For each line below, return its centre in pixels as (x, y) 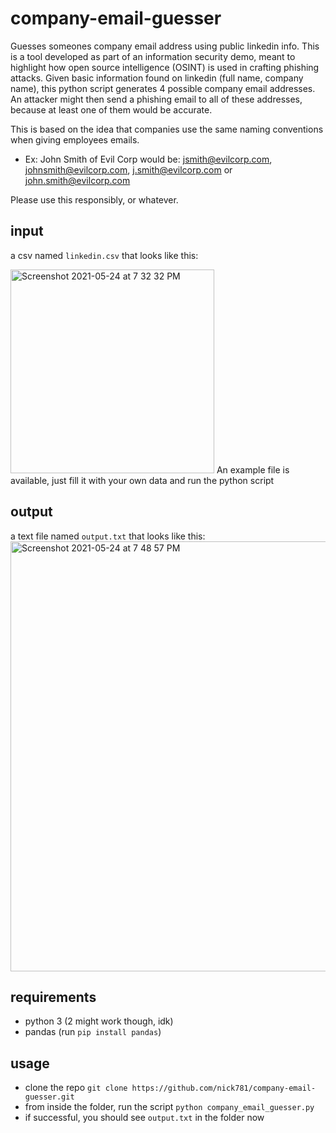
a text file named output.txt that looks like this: (108, 536)
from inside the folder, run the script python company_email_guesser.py (169, 1107)
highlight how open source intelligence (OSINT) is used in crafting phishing (165, 67)
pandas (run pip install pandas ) (93, 1032)
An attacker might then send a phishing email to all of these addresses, (156, 99)
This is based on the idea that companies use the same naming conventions (167, 129)
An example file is (253, 469)
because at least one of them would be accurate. (111, 109)
